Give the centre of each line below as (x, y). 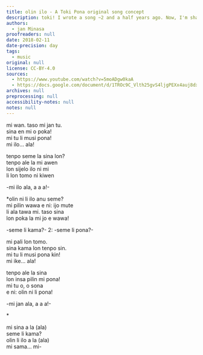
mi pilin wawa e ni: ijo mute (40, 205)
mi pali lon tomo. (27, 241)
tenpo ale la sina (27, 273)
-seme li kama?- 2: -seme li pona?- (50, 230)
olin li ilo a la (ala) (28, 340)
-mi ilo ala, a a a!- (28, 187)
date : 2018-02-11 (28, 40)
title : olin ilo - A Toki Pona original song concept (76, 12)
